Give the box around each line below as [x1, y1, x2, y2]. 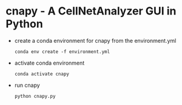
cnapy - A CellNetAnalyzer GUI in [5, 4, 177, 18]
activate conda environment [14, 59, 85, 66]
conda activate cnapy [14, 71, 69, 77]
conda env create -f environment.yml [14, 48, 110, 55]
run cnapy [14, 81, 40, 89]
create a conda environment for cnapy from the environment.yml [14, 37, 177, 44]
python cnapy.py [14, 93, 56, 99]
